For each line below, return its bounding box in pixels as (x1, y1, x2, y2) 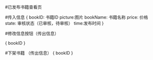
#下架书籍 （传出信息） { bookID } (5, 50, 73, 56)
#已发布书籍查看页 (5, 4, 42, 10)
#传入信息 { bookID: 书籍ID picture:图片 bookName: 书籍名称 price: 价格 (5, 14, 148, 20)
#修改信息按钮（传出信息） (5, 31, 59, 36)
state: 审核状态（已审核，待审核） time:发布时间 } (5, 21, 104, 26)
